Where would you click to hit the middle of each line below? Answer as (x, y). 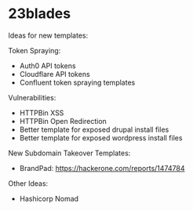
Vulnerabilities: (32, 97)
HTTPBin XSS (42, 113)
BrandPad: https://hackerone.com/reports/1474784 (102, 168)
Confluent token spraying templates (77, 82)
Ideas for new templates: (48, 35)
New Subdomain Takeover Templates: (69, 153)
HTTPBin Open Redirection (63, 121)
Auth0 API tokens (47, 65)
